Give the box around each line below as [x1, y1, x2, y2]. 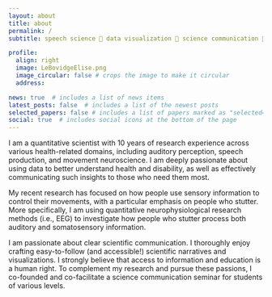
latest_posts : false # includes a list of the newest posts [8, 101, 219, 109]
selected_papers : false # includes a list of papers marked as [8, 108, 227, 117]
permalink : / [8, 27, 53, 35]
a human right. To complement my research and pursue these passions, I [8, 264, 253, 274]
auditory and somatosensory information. [8, 223, 147, 232]
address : [15, 78, 45, 87]
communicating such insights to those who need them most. [8, 173, 210, 182]
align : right [15, 56, 60, 65]
